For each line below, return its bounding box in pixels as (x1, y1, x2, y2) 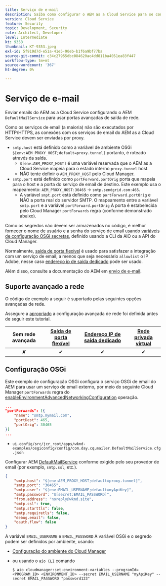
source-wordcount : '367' (5, 63, 56, 67)
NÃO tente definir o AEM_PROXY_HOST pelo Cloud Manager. (19, 171, 135, 177)
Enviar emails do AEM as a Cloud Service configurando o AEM (5, 109, 132, 115)
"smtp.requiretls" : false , (14, 511, 70, 516)
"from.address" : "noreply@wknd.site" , (14, 497, 94, 502)
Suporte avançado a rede (5, 282, 84, 291)
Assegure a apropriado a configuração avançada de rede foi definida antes (5, 311, 158, 317)
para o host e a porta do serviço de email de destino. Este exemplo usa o (12, 181, 161, 187)
